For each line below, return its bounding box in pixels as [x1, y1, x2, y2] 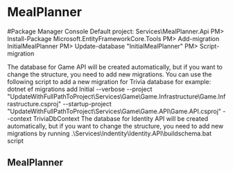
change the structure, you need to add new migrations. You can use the [7, 70, 212, 79]
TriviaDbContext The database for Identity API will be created [33, 114, 209, 122]
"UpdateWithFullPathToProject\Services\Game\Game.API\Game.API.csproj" [7, 107, 222, 115]
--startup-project [62, 99, 112, 108]
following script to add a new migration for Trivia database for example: [7, 77, 212, 85]
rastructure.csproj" [7, 99, 62, 108]
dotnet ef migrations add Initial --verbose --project [7, 85, 153, 93]
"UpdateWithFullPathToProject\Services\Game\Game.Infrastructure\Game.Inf [7, 92, 226, 101]
